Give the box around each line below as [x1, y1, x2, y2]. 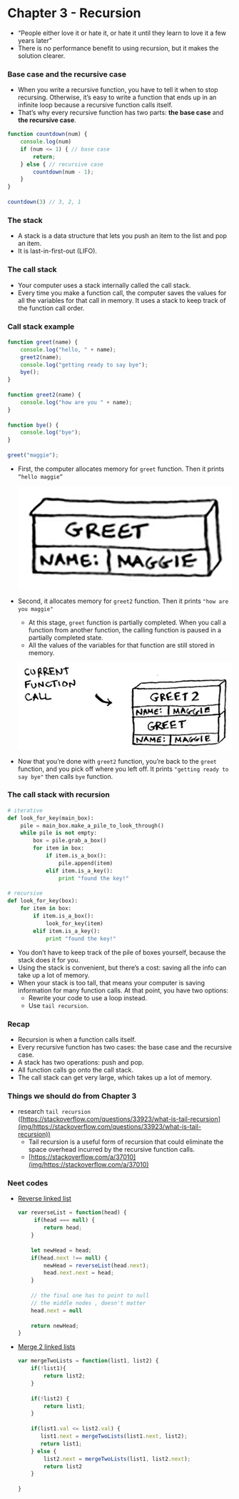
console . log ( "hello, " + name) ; [20, 346, 116, 353]
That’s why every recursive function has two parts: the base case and [17, 109, 224, 117]
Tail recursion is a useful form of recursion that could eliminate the [28, 1137, 224, 1146]
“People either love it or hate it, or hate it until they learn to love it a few [17, 29, 227, 37]
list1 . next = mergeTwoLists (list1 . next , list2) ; [40, 1433, 188, 1440]
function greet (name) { [7, 338, 78, 346]
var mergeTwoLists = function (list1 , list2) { [17, 1358, 159, 1365]
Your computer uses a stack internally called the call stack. [17, 281, 191, 289]
